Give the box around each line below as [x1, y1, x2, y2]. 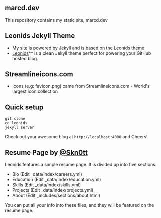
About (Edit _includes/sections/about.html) [12, 192, 101, 199]
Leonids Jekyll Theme [5, 32, 75, 40]
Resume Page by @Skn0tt [5, 148, 88, 157]
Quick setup [5, 103, 44, 111]
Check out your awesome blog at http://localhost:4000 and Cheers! [5, 134, 148, 140]
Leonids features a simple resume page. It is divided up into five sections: [5, 162, 157, 168]
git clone [5, 116, 26, 121]
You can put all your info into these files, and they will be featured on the [5, 202, 154, 208]
